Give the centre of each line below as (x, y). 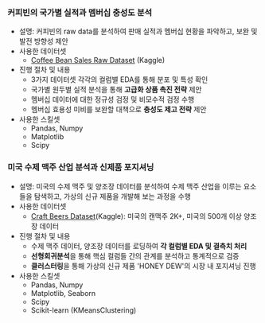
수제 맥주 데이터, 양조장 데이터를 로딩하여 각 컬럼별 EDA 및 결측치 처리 (139, 246)
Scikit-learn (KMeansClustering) (84, 310)
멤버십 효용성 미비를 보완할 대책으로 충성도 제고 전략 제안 (119, 110)
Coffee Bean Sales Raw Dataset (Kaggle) (98, 60)
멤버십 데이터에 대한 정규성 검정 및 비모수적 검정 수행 (113, 99)
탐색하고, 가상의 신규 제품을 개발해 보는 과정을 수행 (113, 196)
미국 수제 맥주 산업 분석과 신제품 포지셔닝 (81, 167)
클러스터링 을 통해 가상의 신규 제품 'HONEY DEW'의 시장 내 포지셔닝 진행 (143, 266)
